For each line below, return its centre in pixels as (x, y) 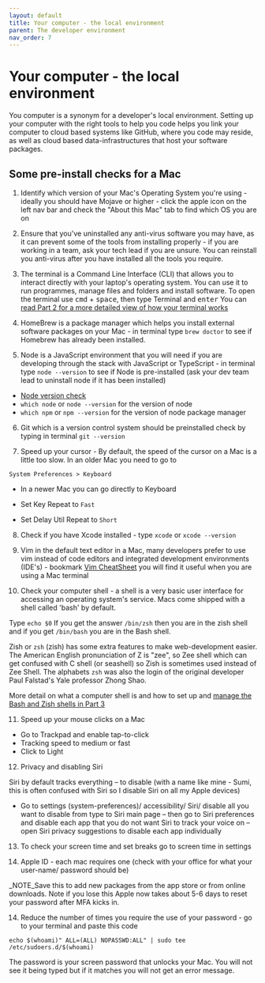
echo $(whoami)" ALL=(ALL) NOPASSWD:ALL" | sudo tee (97, 940)
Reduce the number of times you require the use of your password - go (136, 917)
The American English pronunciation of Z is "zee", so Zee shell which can (128, 655)
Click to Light (42, 751)
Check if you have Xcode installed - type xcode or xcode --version (128, 535)
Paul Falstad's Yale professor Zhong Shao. (78, 680)
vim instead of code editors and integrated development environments (134, 559)
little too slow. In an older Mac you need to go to (98, 460)
